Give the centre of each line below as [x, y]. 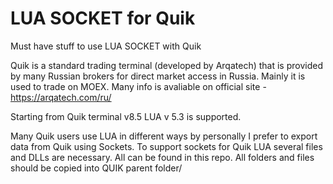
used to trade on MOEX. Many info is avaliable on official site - [138, 86]
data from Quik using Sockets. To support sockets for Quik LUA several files [166, 146]
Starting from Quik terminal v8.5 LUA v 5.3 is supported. [126, 116]
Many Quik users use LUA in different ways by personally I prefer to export [164, 136]
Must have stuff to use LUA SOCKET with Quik [106, 46]
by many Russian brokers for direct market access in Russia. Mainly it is [158, 76]
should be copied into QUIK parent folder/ [96, 168]
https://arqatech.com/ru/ [61, 97]
